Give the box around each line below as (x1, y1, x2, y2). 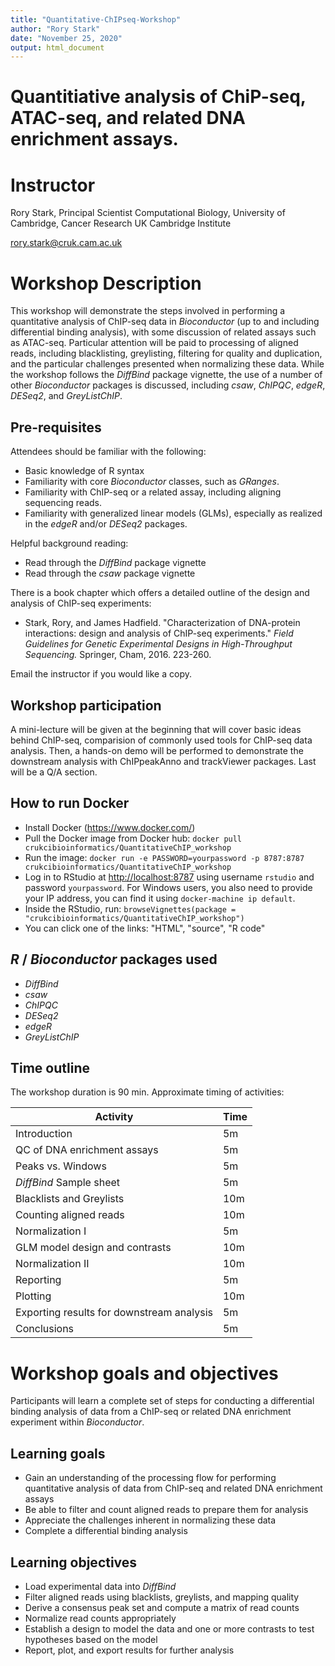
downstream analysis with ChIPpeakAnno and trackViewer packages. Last (10, 755, 317, 767)
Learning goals (10, 1445, 106, 1462)
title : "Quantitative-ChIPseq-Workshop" (10, 14, 182, 25)
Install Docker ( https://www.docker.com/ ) (24, 821, 196, 833)
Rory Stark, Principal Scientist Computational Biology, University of (10, 207, 286, 219)
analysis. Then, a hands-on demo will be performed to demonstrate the (10, 744, 304, 756)
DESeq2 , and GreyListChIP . (10, 390, 123, 402)
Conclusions (15, 1322, 75, 1336)
